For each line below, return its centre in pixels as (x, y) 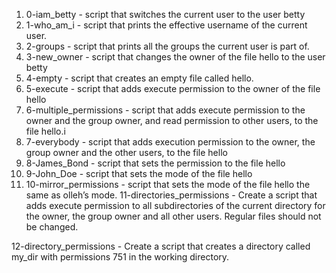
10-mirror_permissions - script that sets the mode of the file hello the (168, 184)
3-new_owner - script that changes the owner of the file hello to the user (175, 57)
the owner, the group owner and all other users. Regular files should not (173, 216)
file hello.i (45, 131)
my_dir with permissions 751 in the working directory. (120, 257)
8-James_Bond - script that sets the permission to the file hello (155, 163)
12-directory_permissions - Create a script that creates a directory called (161, 246)
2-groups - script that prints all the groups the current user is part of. (167, 46)
